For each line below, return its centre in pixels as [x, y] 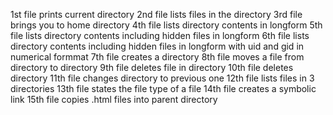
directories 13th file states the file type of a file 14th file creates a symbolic [163, 88]
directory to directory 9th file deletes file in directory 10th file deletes [152, 67]
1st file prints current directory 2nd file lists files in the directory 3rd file [156, 14]
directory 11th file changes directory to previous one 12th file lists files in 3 [162, 78]
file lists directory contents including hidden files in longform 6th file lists [160, 35]
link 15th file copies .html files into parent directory [114, 99]
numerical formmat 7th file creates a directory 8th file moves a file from [157, 57]
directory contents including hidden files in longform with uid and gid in [157, 46]
